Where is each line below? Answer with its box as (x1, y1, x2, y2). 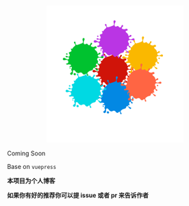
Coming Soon (7, 149, 46, 157)
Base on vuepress (7, 163, 57, 170)
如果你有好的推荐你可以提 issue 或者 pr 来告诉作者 (7, 191, 149, 199)
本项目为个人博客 (7, 177, 55, 185)
